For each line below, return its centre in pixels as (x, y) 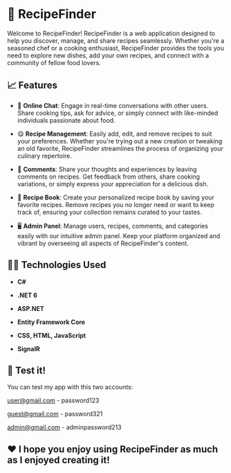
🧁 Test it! (27, 370)
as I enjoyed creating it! (59, 460)
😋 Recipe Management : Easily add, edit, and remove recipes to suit (114, 134)
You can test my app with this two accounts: (70, 387)
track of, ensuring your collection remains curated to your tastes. (109, 212)
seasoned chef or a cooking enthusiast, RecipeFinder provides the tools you (116, 48)
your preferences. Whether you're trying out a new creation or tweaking (120, 141)
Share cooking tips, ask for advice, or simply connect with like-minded (118, 113)
